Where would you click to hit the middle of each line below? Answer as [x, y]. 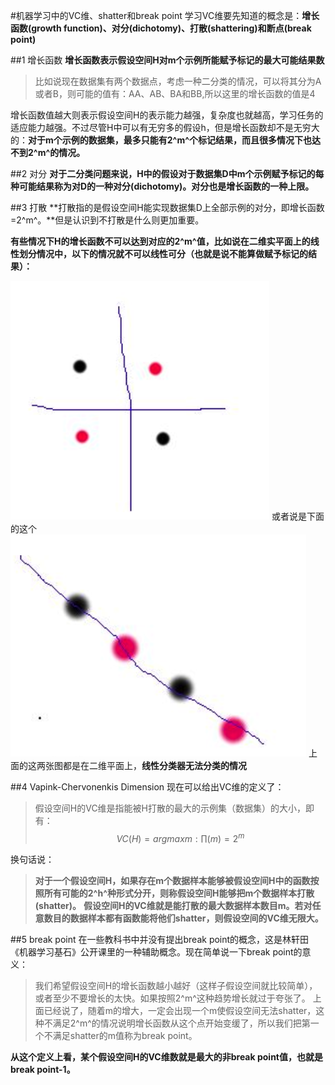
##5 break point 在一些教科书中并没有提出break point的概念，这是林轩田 [160, 939]
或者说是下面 [298, 516]
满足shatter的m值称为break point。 [125, 1035]
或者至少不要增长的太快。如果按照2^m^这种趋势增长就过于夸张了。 [172, 998]
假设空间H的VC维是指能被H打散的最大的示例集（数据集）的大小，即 [174, 808]
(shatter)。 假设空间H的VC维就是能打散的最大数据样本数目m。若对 [173, 905]
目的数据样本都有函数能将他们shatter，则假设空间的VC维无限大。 [188, 918]
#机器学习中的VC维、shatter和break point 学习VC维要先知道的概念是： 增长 [165, 15]
